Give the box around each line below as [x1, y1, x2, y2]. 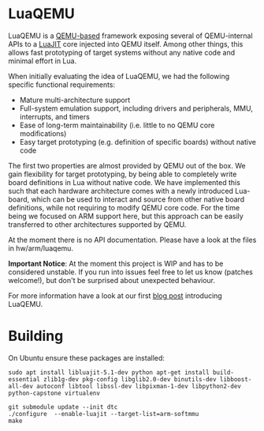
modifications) [19, 128, 67, 138]
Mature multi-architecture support [19, 95, 131, 104]
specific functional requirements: [8, 80, 116, 89]
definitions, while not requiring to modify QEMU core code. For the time [8, 202, 240, 212]
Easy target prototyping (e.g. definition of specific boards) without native [19, 137, 256, 146]
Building [8, 327, 64, 345]
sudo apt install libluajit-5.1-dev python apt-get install [8, 369, 210, 376]
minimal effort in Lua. [8, 56, 77, 66]
